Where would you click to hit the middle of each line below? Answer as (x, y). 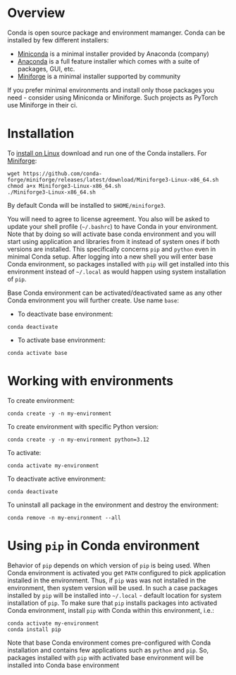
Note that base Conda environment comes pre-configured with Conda (109, 642)
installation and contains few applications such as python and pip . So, (108, 650)
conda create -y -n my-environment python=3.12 (79, 440)
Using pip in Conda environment (103, 546)
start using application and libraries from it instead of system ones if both (113, 241)
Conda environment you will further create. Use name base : (93, 300)
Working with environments (91, 381)
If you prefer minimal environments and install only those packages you (111, 90)
